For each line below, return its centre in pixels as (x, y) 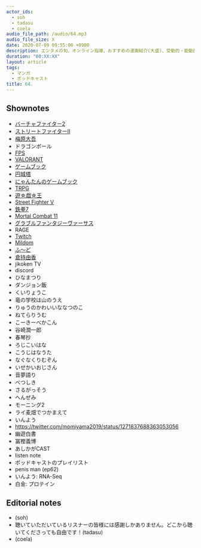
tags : (13, 67)
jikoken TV (28, 264)
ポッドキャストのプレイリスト (51, 462)
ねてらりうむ (31, 315)
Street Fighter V (34, 202)
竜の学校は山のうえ (39, 300)
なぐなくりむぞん (36, 360)
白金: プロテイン (35, 484)
